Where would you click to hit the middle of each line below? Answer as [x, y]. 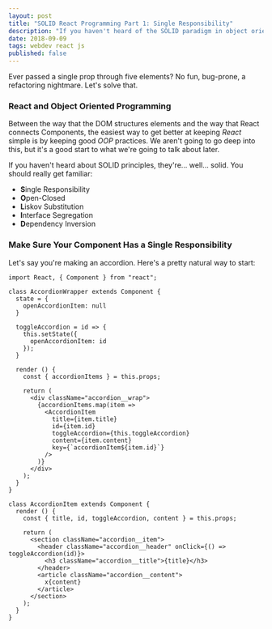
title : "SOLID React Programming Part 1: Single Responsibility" [121, 23]
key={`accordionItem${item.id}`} [108, 447]
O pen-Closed [43, 198]
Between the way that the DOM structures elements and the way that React [134, 124]
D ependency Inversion [57, 224]
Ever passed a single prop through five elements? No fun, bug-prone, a [127, 76]
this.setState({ [51, 334]
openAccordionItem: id [68, 341]
